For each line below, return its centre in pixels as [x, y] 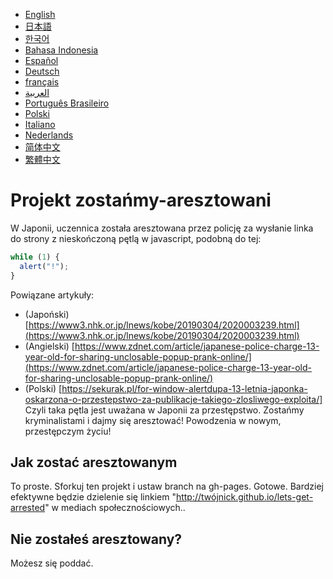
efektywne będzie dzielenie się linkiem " [93, 497]
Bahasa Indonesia [61, 50]
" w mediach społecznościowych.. [115, 508]
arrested [28, 508]
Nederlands [49, 135]
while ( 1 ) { [35, 257]
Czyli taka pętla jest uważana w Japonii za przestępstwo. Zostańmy [164, 410]
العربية [37, 92]
